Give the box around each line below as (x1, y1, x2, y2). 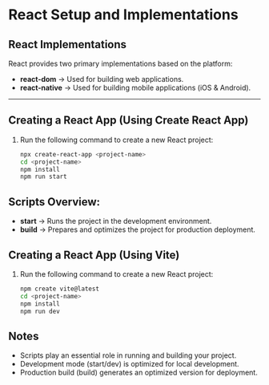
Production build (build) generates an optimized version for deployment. (19, 367, 258, 378)
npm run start (19, 172, 67, 181)
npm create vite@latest (19, 285, 100, 293)
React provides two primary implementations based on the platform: (8, 59, 233, 68)
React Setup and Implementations (8, 6, 239, 24)
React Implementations (8, 38, 126, 51)
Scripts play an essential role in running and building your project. (19, 351, 237, 360)
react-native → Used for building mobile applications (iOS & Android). (19, 83, 251, 92)
